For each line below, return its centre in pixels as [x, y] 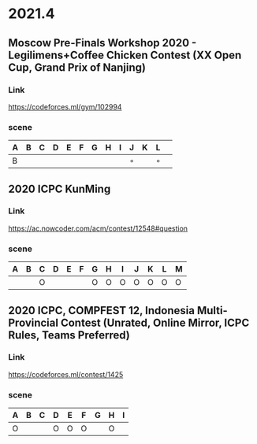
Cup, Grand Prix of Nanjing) [77, 67]
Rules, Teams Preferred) [69, 335]
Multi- [212, 311]
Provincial [34, 322]
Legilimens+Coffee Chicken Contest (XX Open [125, 55]
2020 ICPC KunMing [60, 189]
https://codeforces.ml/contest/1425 [66, 374]
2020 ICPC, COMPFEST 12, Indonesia [102, 311]
